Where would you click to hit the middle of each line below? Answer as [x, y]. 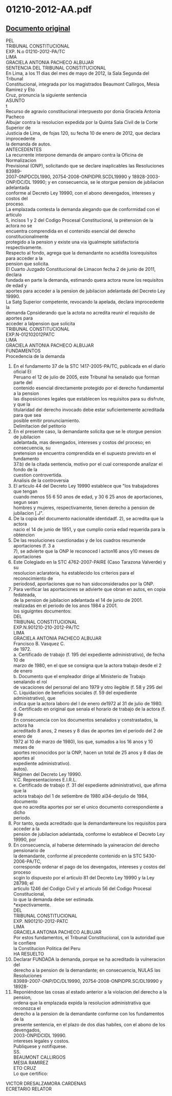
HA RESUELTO [28, 954]
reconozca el [27, 1008]
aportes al [24, 758]
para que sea [27, 415]
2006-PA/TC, [27, 861]
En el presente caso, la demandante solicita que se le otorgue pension [87, 431]
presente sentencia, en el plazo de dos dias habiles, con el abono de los [89, 1025]
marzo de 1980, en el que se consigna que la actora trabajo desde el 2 [87, 665]
